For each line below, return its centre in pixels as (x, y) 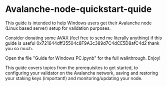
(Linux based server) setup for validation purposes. (58, 28)
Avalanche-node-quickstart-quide (78, 9)
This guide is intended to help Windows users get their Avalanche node (78, 23)
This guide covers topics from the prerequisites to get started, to (72, 68)
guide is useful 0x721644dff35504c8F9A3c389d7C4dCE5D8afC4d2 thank (82, 43)
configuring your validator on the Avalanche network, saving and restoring (82, 73)
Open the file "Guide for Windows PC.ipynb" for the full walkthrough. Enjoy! (83, 58)
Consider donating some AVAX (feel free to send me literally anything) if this (84, 38)
